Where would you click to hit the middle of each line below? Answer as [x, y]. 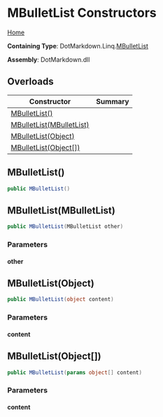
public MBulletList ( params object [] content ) [75, 372]
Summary [113, 101]
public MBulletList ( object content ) [61, 300]
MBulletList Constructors [82, 13]
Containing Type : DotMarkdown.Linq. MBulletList [78, 46]
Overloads [30, 82]
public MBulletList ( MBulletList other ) [65, 227]
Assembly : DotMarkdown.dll [49, 59]
